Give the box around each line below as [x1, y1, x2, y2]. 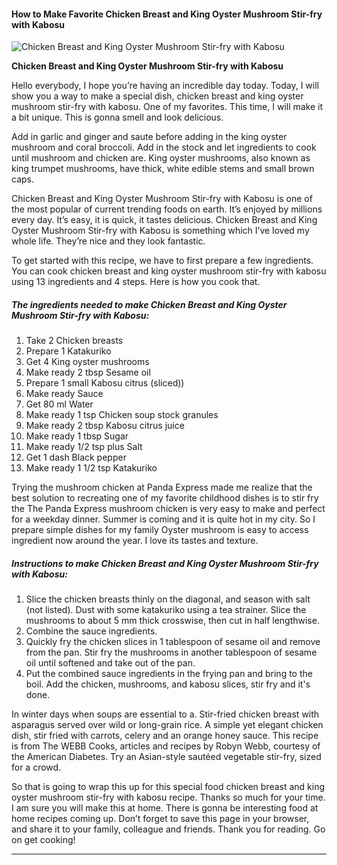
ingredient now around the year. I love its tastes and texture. [11, 535, 259, 547]
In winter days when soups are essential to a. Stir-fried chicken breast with [11, 708, 320, 720]
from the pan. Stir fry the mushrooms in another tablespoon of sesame [25, 646, 318, 659]
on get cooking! [11, 834, 76, 846]
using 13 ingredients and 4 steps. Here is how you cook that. [11, 276, 261, 288]
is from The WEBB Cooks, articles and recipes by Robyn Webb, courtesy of [11, 740, 321, 752]
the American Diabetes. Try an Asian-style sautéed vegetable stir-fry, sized [11, 751, 322, 763]
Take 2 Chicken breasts [25, 335, 124, 347]
